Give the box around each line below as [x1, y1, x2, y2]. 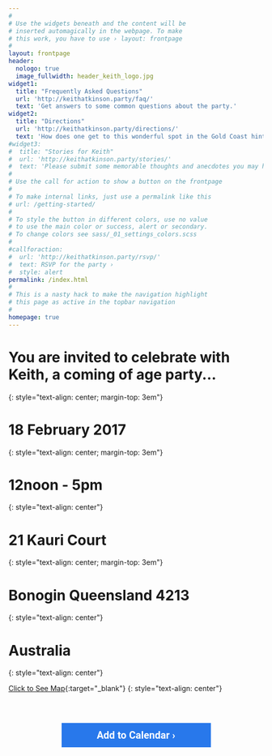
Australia [8, 641, 71, 660]
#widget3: [8, 139, 42, 148]
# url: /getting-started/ [8, 200, 96, 208]
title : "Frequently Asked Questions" [15, 87, 143, 96]
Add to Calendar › [96, 728, 176, 742]
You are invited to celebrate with [8, 348, 231, 366]
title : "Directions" [15, 117, 85, 126]
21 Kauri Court [8, 531, 107, 549]
